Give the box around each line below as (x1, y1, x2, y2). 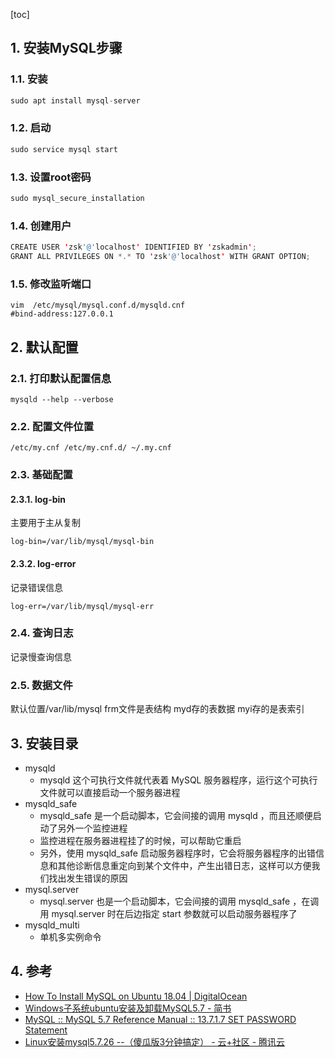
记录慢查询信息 (10, 650, 72, 663)
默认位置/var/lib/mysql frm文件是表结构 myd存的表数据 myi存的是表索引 (10, 703, 305, 715)
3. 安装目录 (10, 735, 79, 752)
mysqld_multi (24, 919, 80, 931)
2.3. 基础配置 (10, 468, 73, 482)
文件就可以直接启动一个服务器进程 (39, 786, 181, 798)
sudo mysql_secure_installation (10, 194, 145, 204)
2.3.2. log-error (10, 557, 77, 569)
